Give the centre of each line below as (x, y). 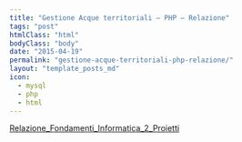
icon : (20, 77)
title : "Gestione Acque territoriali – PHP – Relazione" (120, 18)
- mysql (32, 86)
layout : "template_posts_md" (65, 69)
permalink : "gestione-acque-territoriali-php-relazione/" (121, 60)
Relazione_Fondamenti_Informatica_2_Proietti (95, 128)
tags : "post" (34, 26)
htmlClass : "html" (44, 35)
